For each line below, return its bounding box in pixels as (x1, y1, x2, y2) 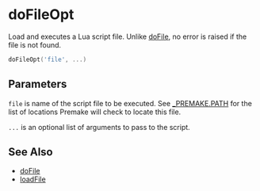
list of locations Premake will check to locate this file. (8, 107, 182, 117)
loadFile (19, 174, 46, 184)
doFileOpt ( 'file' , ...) (8, 55, 87, 63)
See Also (8, 145, 53, 159)
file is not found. (8, 40, 62, 49)
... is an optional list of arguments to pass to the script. (8, 122, 190, 132)
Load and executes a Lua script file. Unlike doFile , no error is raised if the (8, 32, 247, 41)
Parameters (8, 78, 67, 91)
